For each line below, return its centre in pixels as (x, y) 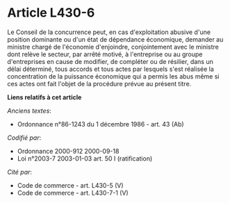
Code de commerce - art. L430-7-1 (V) (73, 193)
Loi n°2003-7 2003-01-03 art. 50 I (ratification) (85, 159)
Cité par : (20, 172)
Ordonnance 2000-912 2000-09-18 (68, 151)
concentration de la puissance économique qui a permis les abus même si (113, 76)
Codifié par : (24, 138)
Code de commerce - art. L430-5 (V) (70, 185)
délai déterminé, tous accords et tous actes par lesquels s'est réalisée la (110, 69)
